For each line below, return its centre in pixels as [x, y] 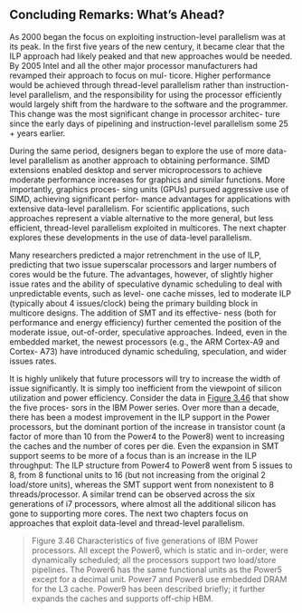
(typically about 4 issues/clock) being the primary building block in [134, 303]
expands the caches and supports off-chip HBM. [123, 598]
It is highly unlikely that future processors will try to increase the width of [145, 378]
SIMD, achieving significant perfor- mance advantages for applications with [150, 199]
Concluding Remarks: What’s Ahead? [117, 15]
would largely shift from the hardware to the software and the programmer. [149, 104]
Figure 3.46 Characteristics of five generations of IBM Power [145, 540]
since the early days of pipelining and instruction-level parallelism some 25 [149, 123]
